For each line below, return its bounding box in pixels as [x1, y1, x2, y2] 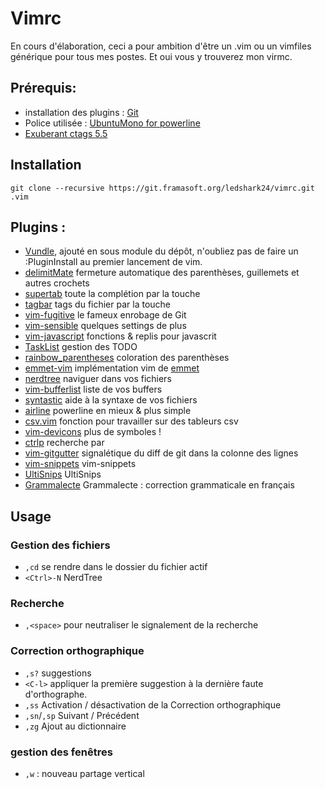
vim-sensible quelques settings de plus [24, 320, 187, 332]
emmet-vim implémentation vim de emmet [24, 362, 200, 374]
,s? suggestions [24, 667, 92, 679]
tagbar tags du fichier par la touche [24, 298, 172, 311]
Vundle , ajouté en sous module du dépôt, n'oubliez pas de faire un [24, 245, 299, 257]
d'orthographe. [24, 688, 88, 700]
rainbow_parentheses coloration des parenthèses [24, 352, 230, 364]
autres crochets [24, 277, 90, 289]
